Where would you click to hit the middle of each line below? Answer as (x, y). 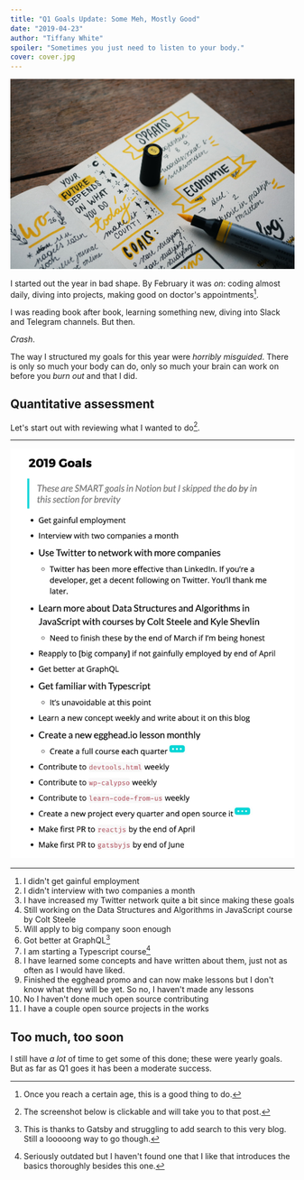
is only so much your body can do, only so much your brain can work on (144, 366)
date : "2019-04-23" (47, 28)
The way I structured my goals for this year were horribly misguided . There (150, 356)
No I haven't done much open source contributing (116, 999)
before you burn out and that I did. (74, 375)
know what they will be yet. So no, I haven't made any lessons (138, 990)
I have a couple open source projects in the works (116, 1009)
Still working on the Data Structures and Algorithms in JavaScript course (158, 910)
